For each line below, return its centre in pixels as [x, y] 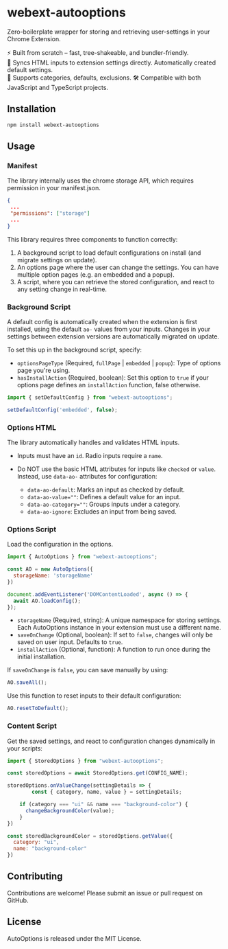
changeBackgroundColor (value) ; [70, 811]
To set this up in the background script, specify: [75, 350]
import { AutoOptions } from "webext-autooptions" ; [82, 557]
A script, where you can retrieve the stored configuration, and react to [116, 282]
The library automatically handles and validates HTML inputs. [93, 443]
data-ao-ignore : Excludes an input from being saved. [102, 512]
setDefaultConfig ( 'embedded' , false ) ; [62, 410]
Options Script [32, 529]
